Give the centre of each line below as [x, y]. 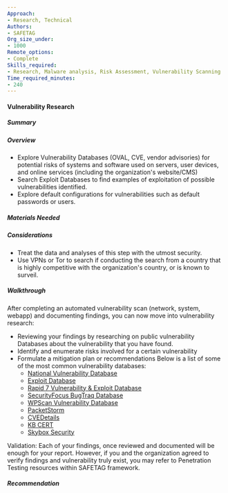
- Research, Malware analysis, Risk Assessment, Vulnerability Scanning [114, 71]
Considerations [30, 235]
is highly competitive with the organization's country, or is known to [113, 267]
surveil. [28, 275]
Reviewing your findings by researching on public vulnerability [106, 336]
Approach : [21, 14]
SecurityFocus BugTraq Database [75, 395]
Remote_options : [30, 53]
